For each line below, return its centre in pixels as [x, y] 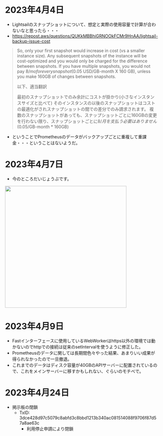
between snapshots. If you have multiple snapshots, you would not [84, 66]
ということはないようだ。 [55, 143]
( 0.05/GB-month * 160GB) [43, 127]
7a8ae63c [29, 423]
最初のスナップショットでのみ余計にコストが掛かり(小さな [75, 97]
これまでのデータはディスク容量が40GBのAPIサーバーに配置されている [83, 365]
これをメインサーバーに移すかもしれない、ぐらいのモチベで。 [82, 371]
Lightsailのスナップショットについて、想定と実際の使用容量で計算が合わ [84, 24]
